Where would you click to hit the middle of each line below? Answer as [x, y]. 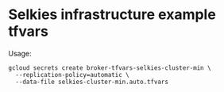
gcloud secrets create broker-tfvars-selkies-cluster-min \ [110, 68]
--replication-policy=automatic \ [72, 75]
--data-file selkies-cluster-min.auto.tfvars [92, 82]
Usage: [20, 53]
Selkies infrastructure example [112, 15]
